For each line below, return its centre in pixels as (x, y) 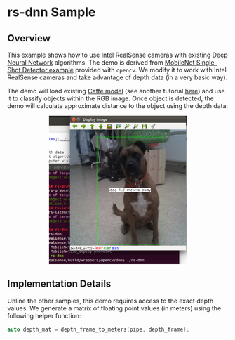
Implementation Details (59, 284)
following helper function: (44, 315)
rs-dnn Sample (52, 12)
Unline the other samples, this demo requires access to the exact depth (110, 301)
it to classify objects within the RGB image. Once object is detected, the (110, 98)
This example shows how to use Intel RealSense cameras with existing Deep (117, 55)
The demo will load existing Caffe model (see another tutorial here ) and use (116, 91)
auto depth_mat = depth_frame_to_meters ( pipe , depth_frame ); (99, 329)
